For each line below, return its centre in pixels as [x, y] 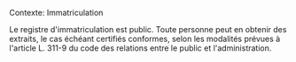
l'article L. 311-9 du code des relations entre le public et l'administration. [140, 48]
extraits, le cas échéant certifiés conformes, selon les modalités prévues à [145, 39]
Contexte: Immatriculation [56, 13]
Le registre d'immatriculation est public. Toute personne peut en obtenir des [148, 29]
